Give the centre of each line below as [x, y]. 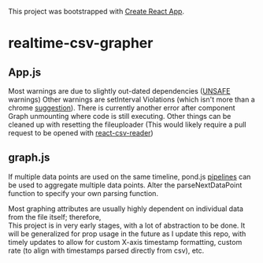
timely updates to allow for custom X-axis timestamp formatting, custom [125, 242]
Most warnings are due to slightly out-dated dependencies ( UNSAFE [119, 91]
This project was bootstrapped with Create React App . [96, 11]
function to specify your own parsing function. [83, 193]
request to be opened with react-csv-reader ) [81, 133]
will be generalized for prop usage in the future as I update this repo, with [127, 233]
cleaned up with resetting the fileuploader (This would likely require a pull [127, 124]
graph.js [29, 158]
